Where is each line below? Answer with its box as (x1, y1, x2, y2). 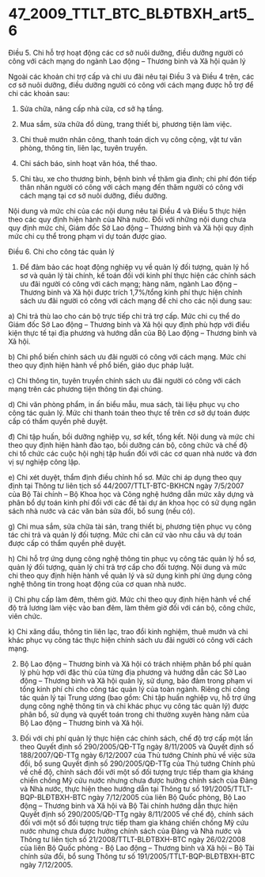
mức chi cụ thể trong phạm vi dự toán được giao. (8, 231, 168, 240)
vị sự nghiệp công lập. (8, 457, 81, 467)
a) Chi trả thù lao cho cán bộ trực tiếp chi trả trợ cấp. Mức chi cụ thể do (8, 311, 240, 321)
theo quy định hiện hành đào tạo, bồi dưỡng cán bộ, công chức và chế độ (8, 440, 248, 449)
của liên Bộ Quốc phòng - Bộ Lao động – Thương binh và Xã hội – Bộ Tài (19, 843, 255, 852)
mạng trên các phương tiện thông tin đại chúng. (8, 384, 164, 394)
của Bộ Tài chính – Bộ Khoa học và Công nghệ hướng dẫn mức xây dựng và (8, 489, 255, 498)
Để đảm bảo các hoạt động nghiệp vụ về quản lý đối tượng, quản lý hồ (19, 262, 249, 271)
